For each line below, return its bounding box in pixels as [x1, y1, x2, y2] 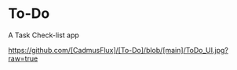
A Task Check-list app [8, 30, 80, 40]
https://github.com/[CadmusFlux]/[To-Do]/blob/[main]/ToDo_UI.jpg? [8, 45, 229, 54]
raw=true [8, 54, 38, 63]
